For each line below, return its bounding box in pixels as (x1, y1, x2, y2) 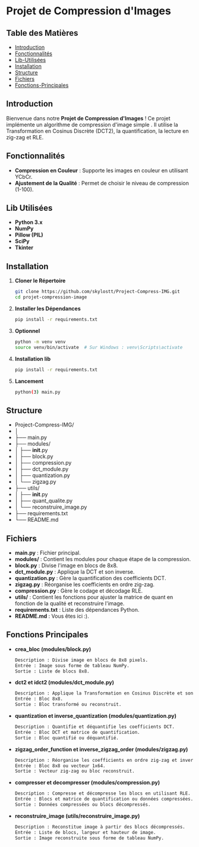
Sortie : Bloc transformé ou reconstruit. (14, 702, 122, 708)
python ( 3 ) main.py (14, 389, 61, 395)
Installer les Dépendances (14, 305, 81, 312)
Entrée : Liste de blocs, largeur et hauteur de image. (14, 829, 156, 835)
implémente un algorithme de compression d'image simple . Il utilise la (6, 121, 178, 128)
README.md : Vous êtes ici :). (14, 612, 89, 619)
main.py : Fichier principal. (14, 549, 81, 556)
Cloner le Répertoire (14, 277, 66, 284)
